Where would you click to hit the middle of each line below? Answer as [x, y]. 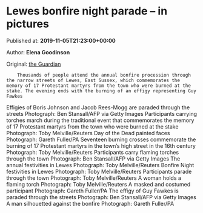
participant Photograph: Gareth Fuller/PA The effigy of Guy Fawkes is [92, 191]
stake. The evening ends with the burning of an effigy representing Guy [101, 91]
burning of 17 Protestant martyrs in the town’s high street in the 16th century [101, 145]
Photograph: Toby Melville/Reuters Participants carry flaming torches [93, 152]
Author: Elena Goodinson [38, 52]
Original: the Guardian [34, 64]
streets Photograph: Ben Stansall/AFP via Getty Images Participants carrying [102, 113]
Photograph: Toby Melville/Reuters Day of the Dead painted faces [88, 133]
